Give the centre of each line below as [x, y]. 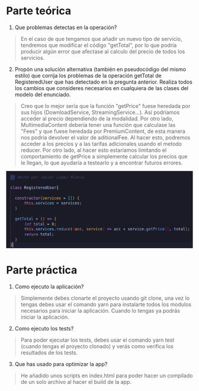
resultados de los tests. [49, 353]
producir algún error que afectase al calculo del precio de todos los [103, 51]
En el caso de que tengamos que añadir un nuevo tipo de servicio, [101, 39]
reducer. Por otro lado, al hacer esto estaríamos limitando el [94, 150]
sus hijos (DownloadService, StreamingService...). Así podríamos [100, 112]
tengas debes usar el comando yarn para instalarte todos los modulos [106, 304]
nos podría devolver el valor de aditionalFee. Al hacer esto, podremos [105, 137]
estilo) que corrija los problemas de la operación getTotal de [88, 75]
